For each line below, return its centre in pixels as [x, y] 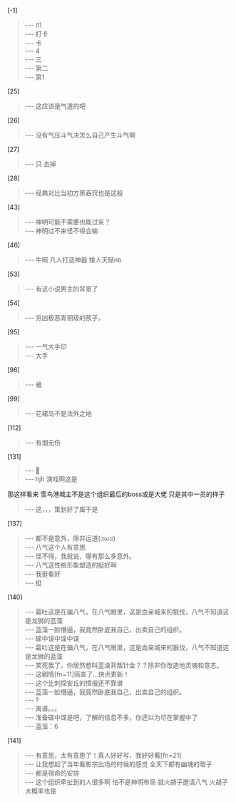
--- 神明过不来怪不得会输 [61, 231]
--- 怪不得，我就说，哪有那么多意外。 [80, 556]
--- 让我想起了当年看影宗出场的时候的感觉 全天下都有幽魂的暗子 [118, 764]
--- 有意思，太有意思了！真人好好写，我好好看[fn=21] [103, 755]
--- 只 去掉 [40, 164]
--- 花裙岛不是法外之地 [58, 413]
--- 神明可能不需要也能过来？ [68, 222]
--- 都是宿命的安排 [52, 773]
